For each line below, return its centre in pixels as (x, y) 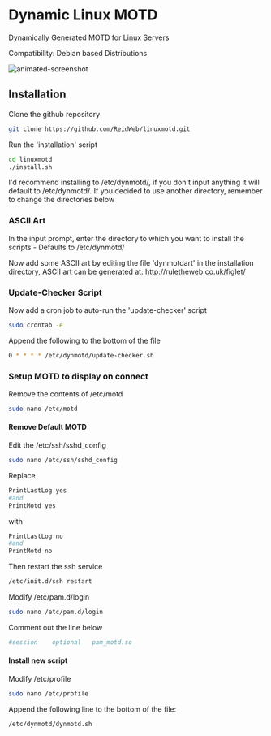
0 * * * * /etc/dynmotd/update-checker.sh (81, 355)
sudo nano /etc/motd (43, 409)
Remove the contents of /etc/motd (66, 394)
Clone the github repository (54, 114)
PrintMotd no (30, 551)
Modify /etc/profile (40, 679)
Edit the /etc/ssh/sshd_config (58, 445)
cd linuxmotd (30, 159)
